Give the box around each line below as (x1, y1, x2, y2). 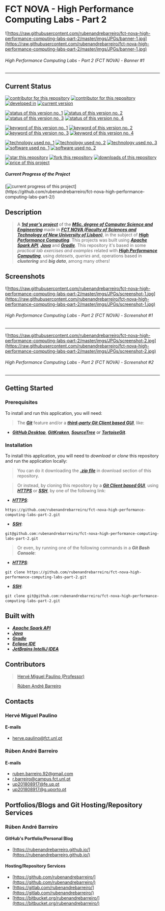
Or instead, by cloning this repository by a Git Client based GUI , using (17, 482, 159, 488)
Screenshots (5, 273, 45, 281)
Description (5, 208, 42, 217)
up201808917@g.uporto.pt (12, 787, 67, 792)
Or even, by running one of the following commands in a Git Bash (17, 545, 150, 551)
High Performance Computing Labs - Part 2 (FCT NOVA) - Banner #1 (5, 57, 145, 63)
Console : (17, 550, 36, 556)
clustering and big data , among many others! (17, 258, 110, 264)
